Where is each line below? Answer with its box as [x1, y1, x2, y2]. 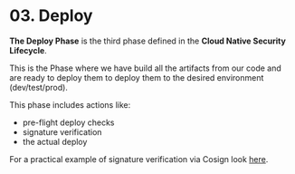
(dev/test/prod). [9, 82, 68, 92]
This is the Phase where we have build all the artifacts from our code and [9, 63, 282, 73]
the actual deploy [22, 136, 88, 147]
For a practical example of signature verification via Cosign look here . [9, 153, 269, 164]
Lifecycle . [9, 44, 47, 55]
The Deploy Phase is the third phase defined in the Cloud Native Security [9, 35, 287, 46]
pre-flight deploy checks [22, 117, 115, 128]
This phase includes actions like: [9, 99, 131, 110]
